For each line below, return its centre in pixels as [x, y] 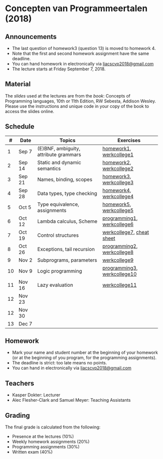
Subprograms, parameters [67, 260]
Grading [17, 415]
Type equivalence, [58, 204]
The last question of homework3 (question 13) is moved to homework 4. [84, 48]
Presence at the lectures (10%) [43, 437]
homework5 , [117, 204]
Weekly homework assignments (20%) [51, 442]
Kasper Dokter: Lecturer [36, 395]
